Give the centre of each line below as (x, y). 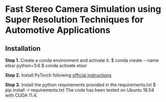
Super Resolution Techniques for (75, 20)
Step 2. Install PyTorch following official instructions (58, 75)
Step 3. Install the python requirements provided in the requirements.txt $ (81, 85)
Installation (23, 48)
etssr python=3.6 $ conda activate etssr (46, 66)
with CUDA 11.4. (21, 95)
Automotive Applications (58, 30)
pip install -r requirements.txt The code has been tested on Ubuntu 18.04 (80, 90)
